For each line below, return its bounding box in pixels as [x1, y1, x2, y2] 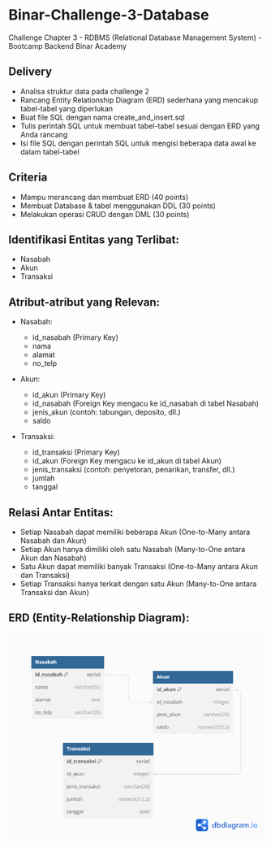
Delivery [8, 65, 53, 79]
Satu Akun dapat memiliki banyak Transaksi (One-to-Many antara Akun [19, 562, 258, 571]
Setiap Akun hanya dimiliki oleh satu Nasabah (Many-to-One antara [19, 545, 246, 554]
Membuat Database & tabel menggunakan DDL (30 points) [19, 201, 217, 211]
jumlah [32, 473, 55, 483]
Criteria [8, 171, 48, 185]
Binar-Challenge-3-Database [8, 6, 209, 24]
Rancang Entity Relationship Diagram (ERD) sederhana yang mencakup [19, 95, 259, 105]
